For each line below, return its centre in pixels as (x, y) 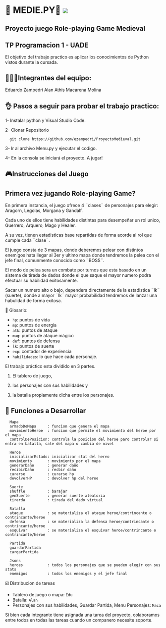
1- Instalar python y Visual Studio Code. (45, 120)
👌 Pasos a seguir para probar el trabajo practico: (82, 106)
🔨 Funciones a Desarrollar (46, 411)
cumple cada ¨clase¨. (28, 240)
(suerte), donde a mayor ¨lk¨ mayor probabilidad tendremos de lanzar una (81, 295)
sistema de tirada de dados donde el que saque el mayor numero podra (78, 275)
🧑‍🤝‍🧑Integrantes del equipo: (48, 78)
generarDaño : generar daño (44, 466)
